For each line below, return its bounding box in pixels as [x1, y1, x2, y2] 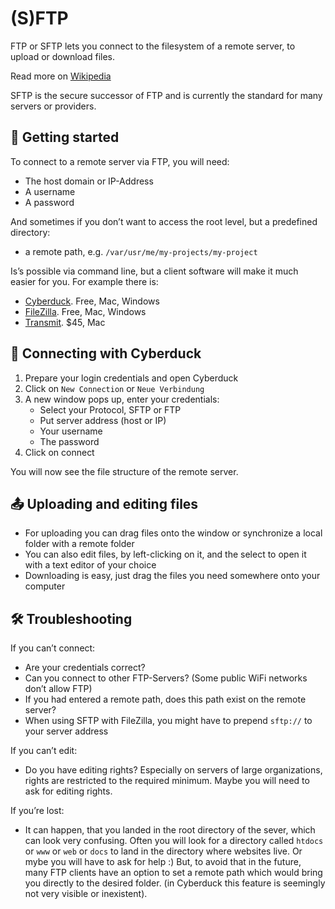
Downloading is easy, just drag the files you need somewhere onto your [24, 570, 321, 582]
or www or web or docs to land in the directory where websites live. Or [24, 845, 303, 857]
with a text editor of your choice [24, 559, 157, 571]
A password [24, 196, 75, 208]
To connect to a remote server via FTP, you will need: [10, 155, 230, 167]
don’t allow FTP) [24, 683, 93, 695]
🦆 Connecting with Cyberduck [10, 345, 202, 362]
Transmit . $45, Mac [24, 316, 106, 328]
